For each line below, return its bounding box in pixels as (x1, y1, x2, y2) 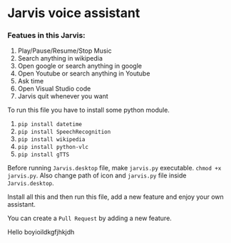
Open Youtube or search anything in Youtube (17, 69, 150, 78)
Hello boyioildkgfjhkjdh (7, 228, 75, 237)
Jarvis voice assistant (7, 5, 140, 21)
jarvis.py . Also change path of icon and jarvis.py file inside (7, 171, 187, 180)
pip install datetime (17, 121, 82, 128)
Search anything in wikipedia (17, 54, 103, 63)
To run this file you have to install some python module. (7, 105, 170, 115)
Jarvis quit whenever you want (17, 92, 108, 100)
